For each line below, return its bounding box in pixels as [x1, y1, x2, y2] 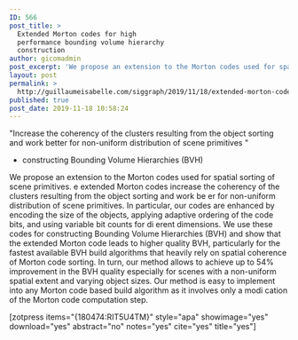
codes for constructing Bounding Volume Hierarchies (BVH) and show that [9, 228, 281, 240]
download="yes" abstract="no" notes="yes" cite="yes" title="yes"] [9, 321, 257, 332]
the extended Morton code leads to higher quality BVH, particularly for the [9, 238, 281, 249]
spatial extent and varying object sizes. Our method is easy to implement [9, 276, 276, 287]
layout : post [9, 71, 58, 80]
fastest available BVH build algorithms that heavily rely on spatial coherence [9, 248, 287, 258]
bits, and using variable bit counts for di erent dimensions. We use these [9, 219, 273, 230]
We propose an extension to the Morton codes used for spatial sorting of [9, 172, 275, 183]
